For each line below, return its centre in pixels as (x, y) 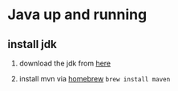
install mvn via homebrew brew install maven (95, 79)
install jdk (32, 44)
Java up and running (77, 15)
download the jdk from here (65, 63)
